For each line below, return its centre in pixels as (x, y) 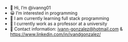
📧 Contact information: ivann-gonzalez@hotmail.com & (66, 29)
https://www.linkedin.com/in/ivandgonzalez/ (55, 34)
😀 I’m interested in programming (44, 13)
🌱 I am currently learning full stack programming (60, 18)
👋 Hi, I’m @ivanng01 (30, 8)
